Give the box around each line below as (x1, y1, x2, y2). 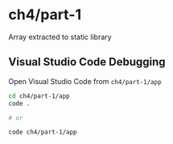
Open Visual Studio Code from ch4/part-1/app (8, 76, 163, 86)
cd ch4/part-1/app (8, 92, 70, 100)
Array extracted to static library (8, 32, 112, 42)
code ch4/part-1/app (8, 128, 78, 137)
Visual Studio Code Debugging (8, 55, 167, 69)
